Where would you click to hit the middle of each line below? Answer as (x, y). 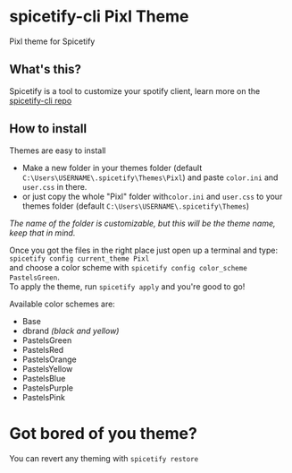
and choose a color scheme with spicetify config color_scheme (128, 267)
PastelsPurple (48, 388)
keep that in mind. (42, 232)
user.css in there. (54, 186)
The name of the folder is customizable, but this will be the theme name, (142, 223)
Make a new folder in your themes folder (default (112, 168)
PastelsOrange (50, 359)
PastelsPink (43, 397)
